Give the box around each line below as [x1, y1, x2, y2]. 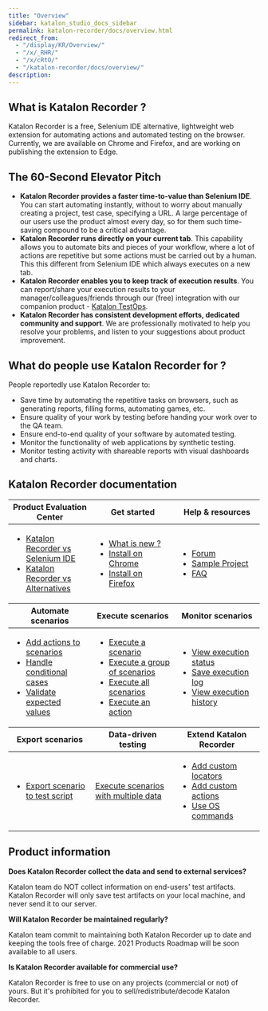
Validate [26, 686, 57, 697]
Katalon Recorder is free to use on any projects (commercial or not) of [8, 977, 238, 987]
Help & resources [183, 506, 251, 517]
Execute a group [108, 656, 170, 667]
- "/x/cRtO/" [15, 57, 59, 65]
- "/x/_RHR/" [15, 49, 59, 57]
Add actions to [26, 636, 81, 647]
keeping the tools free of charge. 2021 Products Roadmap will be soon [8, 938, 239, 948]
